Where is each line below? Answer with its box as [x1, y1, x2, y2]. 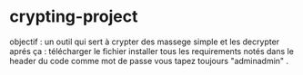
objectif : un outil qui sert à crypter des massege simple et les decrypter [9, 36, 280, 47]
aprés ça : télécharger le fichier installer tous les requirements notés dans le [9, 45, 294, 56]
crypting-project [9, 6, 138, 27]
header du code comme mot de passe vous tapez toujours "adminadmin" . [9, 55, 289, 66]
